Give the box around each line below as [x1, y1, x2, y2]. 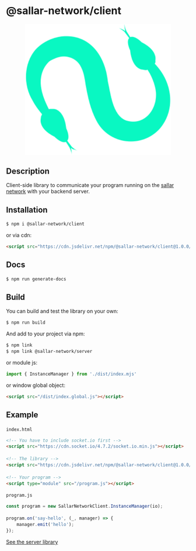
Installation [6, 205, 48, 214]
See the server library [6, 538, 58, 545]
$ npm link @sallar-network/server [6, 349, 93, 355]
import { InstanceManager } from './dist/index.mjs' [6, 371, 137, 377]
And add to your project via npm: [6, 330, 85, 337]
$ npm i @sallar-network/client [6, 221, 85, 227]
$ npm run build [6, 320, 45, 325]
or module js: [6, 359, 38, 366]
